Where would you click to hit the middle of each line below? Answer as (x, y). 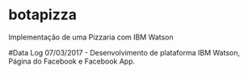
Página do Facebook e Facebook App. (72, 61)
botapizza (43, 15)
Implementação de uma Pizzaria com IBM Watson (91, 37)
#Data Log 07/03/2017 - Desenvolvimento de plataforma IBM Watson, (124, 52)
